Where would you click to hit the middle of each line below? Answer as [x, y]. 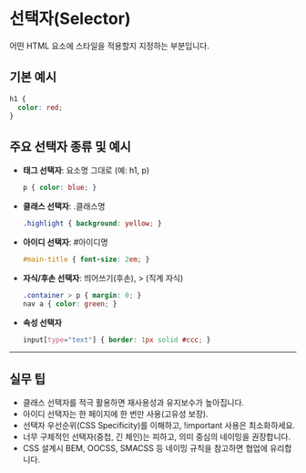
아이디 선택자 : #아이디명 [65, 242]
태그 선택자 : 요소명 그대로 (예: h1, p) [86, 171]
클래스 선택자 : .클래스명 [64, 206]
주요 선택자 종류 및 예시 [71, 147]
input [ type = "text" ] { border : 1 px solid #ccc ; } [117, 340]
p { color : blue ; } [60, 188]
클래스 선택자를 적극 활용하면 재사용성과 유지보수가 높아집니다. [133, 403]
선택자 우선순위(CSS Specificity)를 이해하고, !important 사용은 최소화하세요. [159, 426]
